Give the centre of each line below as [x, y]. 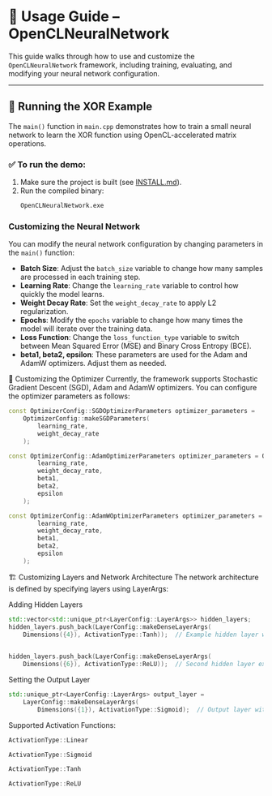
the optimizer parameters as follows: [69, 396]
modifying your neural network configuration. [84, 73]
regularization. [44, 312]
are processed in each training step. [80, 277]
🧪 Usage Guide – [64, 17]
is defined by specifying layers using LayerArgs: [88, 588]
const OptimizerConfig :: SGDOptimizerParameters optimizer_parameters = [132, 411]
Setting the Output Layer [49, 680]
